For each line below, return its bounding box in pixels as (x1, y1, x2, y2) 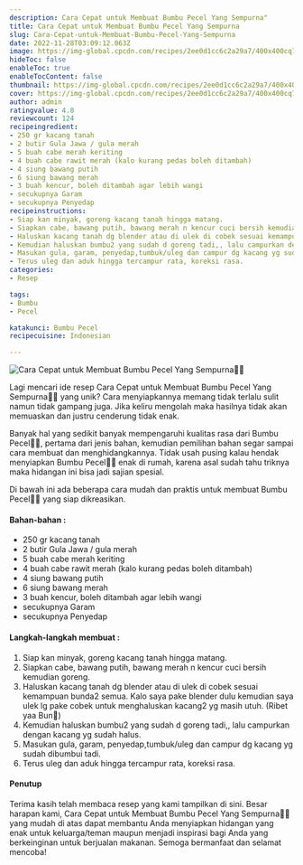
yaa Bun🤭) (22, 710, 61, 720)
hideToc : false (9, 55, 67, 64)
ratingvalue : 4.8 (9, 106, 75, 115)
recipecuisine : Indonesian (9, 332, 111, 341)
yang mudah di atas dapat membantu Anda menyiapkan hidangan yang (9, 817, 274, 828)
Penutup (9, 778, 42, 789)
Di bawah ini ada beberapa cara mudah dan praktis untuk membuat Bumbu (9, 484, 288, 495)
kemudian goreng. (22, 671, 90, 682)
